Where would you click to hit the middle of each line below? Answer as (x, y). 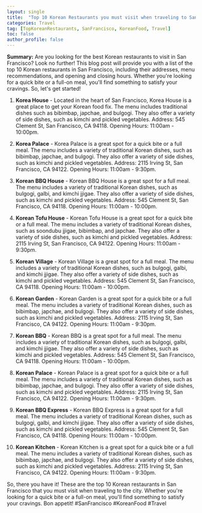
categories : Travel (31, 23)
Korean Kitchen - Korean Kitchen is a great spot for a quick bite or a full (104, 447)
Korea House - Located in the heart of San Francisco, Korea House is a (103, 100)
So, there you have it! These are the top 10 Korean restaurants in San (91, 484)
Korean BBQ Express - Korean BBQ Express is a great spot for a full (99, 410)
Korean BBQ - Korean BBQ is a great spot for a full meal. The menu (98, 336)
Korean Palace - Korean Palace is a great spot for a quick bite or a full (102, 373)
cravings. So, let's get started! (44, 88)
